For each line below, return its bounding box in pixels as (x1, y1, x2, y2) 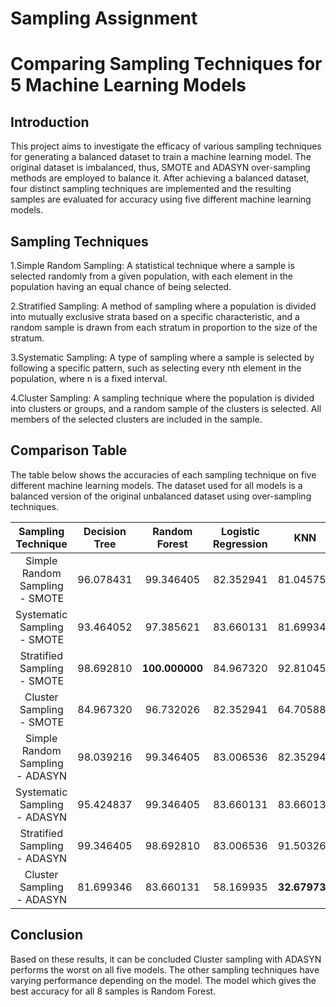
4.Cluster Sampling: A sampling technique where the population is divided (10, 392, 315, 404)
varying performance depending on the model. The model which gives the (10, 974, 317, 986)
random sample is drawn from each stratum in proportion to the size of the (10, 322, 318, 333)
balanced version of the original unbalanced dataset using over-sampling (10, 490, 312, 502)
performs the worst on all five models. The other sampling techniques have (10, 963, 320, 976)
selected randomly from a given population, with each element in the (10, 270, 293, 282)
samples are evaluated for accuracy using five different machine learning (10, 193, 312, 206)
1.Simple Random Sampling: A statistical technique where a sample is (10, 260, 295, 271)
